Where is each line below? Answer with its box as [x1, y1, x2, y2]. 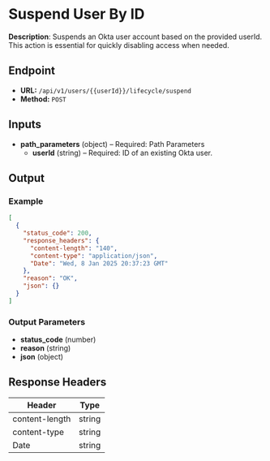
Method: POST [19, 94, 66, 104]
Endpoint [8, 64, 55, 78]
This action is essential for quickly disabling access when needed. [8, 40, 229, 50]
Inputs [8, 118, 42, 131]
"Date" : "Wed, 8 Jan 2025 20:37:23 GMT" [29, 259, 169, 268]
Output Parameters [8, 316, 86, 327]
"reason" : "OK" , [23, 274, 79, 282]
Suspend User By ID [8, 5, 145, 24]
